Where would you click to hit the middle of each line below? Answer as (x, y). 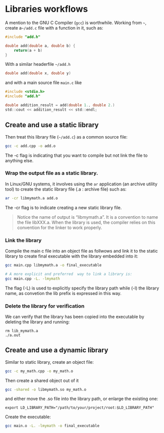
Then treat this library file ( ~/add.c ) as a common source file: (66, 137)
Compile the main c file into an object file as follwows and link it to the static (82, 251)
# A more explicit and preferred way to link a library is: (69, 274)
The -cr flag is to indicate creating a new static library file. (63, 207)
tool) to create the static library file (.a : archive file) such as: (66, 189)
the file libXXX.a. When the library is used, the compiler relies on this (86, 222)
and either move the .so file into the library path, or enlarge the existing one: (82, 399)
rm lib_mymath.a (22, 331)
